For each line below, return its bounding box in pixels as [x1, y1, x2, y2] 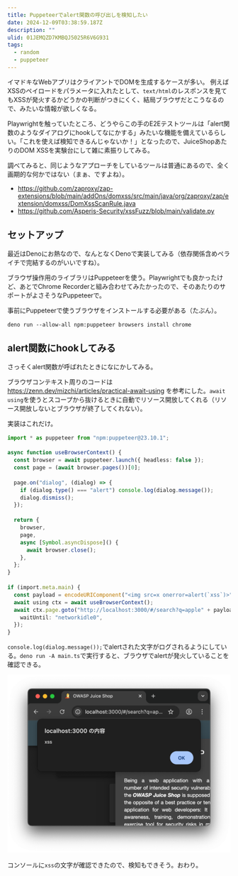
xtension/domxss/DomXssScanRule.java [17, 199, 136, 207]
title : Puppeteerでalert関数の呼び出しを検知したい [7, 11, 148, 18]
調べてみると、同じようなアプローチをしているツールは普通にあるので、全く [7, 160, 230, 170]
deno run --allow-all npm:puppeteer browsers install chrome [7, 321, 192, 328]
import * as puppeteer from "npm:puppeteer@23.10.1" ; [7, 434, 170, 442]
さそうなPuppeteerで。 [38, 291, 106, 300]
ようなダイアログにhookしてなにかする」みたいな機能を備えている [19, 128, 214, 136]
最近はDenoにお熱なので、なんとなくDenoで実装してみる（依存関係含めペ [7, 249, 225, 258]
